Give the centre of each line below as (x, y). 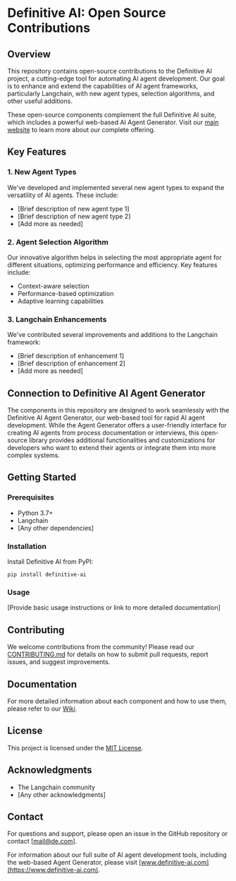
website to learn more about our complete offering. (81, 130)
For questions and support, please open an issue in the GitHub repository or (118, 834)
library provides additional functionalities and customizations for (122, 440)
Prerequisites (31, 497)
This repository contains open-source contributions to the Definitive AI (110, 71)
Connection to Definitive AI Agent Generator (106, 393)
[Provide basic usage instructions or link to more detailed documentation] (114, 608)
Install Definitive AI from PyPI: (50, 562)
